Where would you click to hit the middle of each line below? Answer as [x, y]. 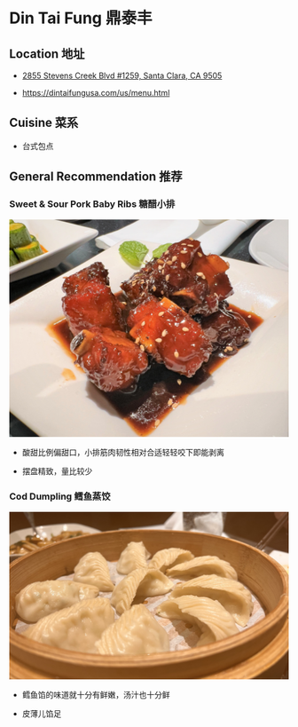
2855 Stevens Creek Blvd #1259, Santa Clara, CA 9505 [122, 75]
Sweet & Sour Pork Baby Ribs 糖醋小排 [92, 204]
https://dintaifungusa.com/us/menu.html [96, 93]
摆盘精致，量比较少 [57, 471]
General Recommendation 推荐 [96, 177]
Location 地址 [47, 54]
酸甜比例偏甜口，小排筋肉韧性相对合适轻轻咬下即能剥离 [123, 453]
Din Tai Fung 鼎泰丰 [81, 18]
